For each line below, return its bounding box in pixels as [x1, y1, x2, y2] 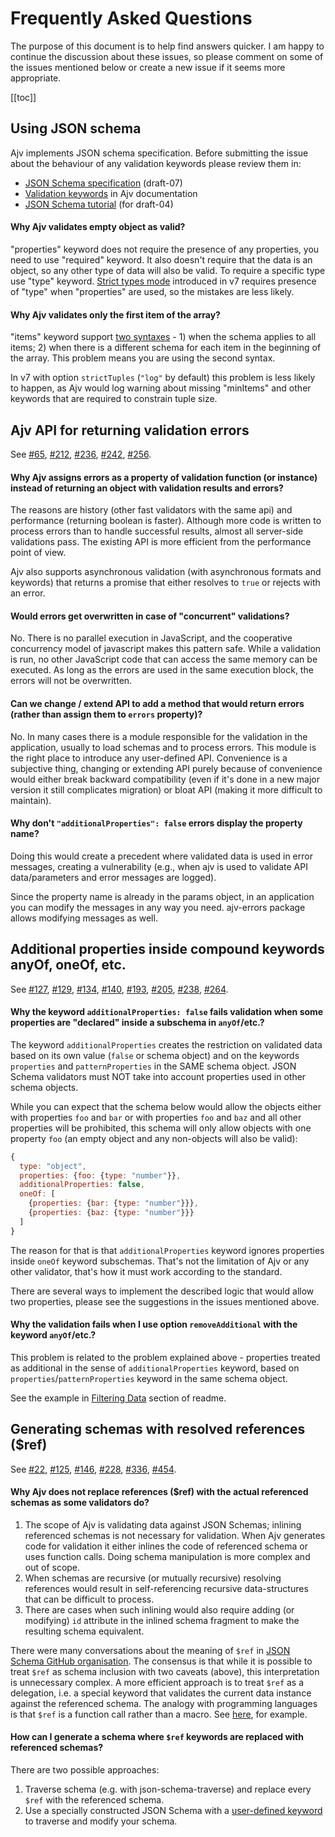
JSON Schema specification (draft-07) [24, 177, 183, 189]
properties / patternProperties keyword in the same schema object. [10, 1372, 288, 1384]
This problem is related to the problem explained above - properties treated [10, 1351, 321, 1363]
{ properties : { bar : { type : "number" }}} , [28, 1198, 199, 1209]
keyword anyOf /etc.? [10, 1329, 97, 1341]
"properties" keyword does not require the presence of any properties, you [10, 243, 320, 255]
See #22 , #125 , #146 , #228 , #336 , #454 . [10, 1463, 177, 1475]
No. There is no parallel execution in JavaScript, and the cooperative [10, 632, 293, 644]
